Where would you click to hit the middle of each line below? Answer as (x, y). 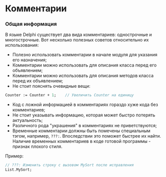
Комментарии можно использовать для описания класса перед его (84, 65)
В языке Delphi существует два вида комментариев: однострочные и (79, 35)
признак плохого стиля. (37, 146)
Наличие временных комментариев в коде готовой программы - (82, 142)
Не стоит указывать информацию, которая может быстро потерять (84, 115)
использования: (22, 45)
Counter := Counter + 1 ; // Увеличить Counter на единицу (70, 95)
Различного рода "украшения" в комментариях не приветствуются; (84, 126)
